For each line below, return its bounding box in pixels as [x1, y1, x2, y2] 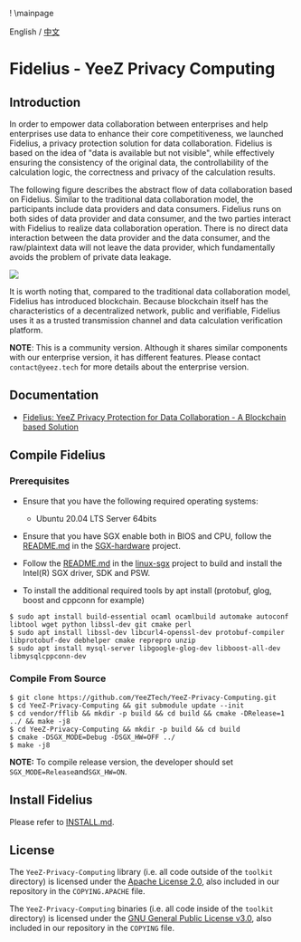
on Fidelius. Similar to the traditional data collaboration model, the [9, 194, 254, 205]
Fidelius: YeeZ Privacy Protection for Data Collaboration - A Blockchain [22, 411, 287, 422]
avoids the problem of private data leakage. [9, 252, 172, 262]
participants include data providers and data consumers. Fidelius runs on [9, 204, 282, 214]
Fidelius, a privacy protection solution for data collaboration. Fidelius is [9, 138, 273, 149]
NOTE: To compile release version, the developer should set [9, 756, 233, 767]
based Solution [22, 421, 80, 432]
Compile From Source [9, 672, 107, 685]
